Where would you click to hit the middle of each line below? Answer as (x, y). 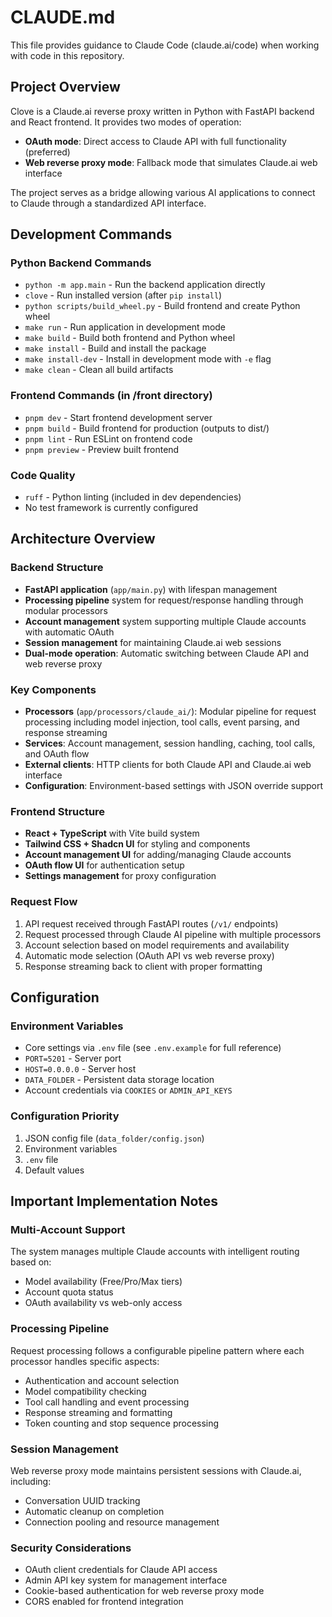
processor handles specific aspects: (85, 1361)
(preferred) (47, 152)
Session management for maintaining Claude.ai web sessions (153, 642)
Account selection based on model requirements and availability (157, 945)
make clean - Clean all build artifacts (99, 370)
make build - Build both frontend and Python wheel (130, 338)
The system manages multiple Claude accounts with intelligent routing (155, 1252)
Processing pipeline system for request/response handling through (164, 600)
